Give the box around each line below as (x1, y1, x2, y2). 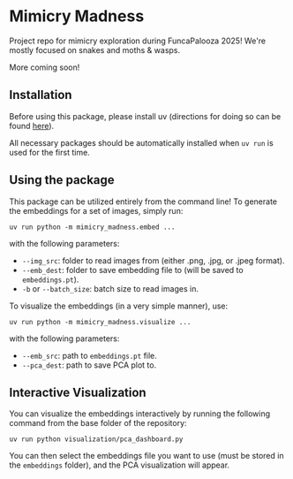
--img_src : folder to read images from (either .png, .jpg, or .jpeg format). (21, 255, 285, 266)
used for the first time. (9, 147, 90, 157)
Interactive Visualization (9, 384, 147, 399)
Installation (9, 87, 72, 103)
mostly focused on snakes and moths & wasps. (9, 44, 181, 55)
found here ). (9, 120, 55, 131)
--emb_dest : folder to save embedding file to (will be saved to (21, 264, 244, 275)
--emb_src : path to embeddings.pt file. (21, 350, 157, 361)
